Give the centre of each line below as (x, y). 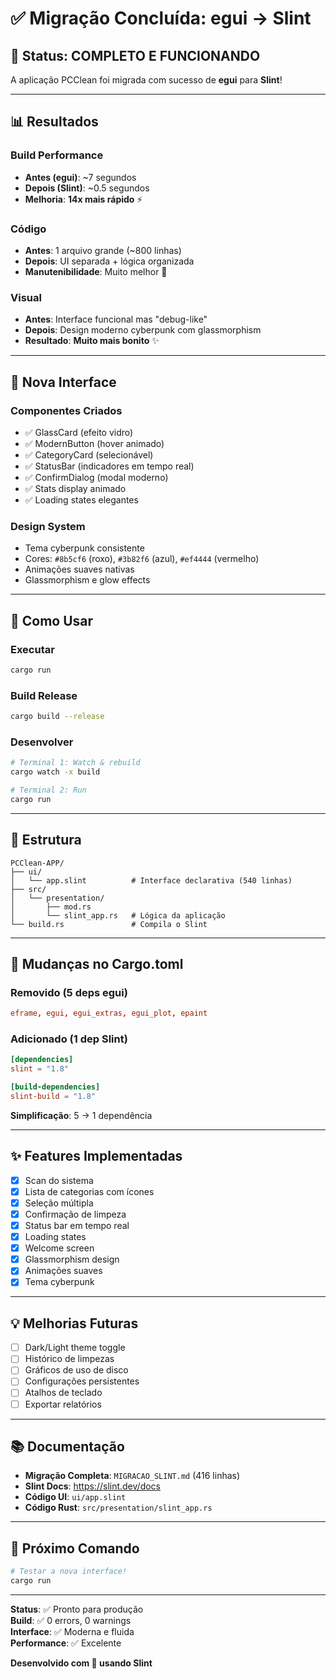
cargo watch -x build (55, 772)
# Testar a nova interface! (69, 1572)
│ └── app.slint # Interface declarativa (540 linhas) (151, 880)
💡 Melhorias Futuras (74, 1323)
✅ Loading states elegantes (81, 499)
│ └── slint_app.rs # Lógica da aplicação (118, 915)
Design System (48, 526)
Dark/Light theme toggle (75, 1348)
